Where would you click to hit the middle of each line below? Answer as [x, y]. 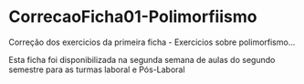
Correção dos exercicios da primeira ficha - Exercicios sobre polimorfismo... [152, 42]
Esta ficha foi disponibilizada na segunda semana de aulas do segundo [142, 59]
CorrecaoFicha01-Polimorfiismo [133, 17]
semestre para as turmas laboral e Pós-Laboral [97, 69]
